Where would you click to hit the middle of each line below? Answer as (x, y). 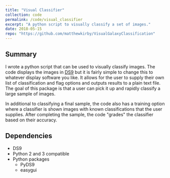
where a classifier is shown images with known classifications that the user (84, 109)
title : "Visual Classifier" (35, 10)
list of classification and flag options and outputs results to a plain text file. (83, 83)
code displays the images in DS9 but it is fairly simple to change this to (79, 72)
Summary (21, 54)
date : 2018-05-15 (24, 29)
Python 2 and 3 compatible (41, 154)
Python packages (31, 159)
